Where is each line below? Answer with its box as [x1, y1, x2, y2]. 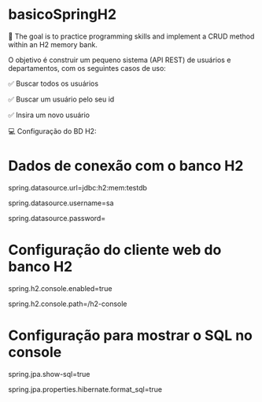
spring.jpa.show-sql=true [8, 369, 90, 378]
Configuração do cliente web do [8, 242, 222, 259]
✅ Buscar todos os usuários [8, 79, 99, 88]
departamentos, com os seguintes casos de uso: [8, 63, 167, 72]
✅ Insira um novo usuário [8, 110, 90, 120]
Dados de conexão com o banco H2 [8, 157, 244, 175]
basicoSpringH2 [8, 6, 116, 24]
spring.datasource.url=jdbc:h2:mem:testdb [8, 183, 148, 192]
